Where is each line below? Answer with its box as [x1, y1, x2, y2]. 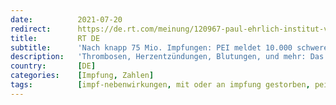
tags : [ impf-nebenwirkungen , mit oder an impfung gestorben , [10, 80, 311, 90]
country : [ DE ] [10, 61, 97, 71]
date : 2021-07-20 [10, 14, 123, 25]
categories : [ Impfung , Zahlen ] [10, 71, 155, 81]
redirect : [10, 24, 52, 34]
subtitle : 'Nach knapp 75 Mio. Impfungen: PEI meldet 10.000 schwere [10, 42, 329, 53]
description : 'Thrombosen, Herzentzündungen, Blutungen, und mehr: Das [10, 52, 325, 62]
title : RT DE [10, 33, 101, 43]
